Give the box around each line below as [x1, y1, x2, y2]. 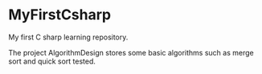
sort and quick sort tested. [8, 56, 96, 66]
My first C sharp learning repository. [8, 32, 129, 42]
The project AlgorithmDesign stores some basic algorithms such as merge [8, 47, 255, 57]
